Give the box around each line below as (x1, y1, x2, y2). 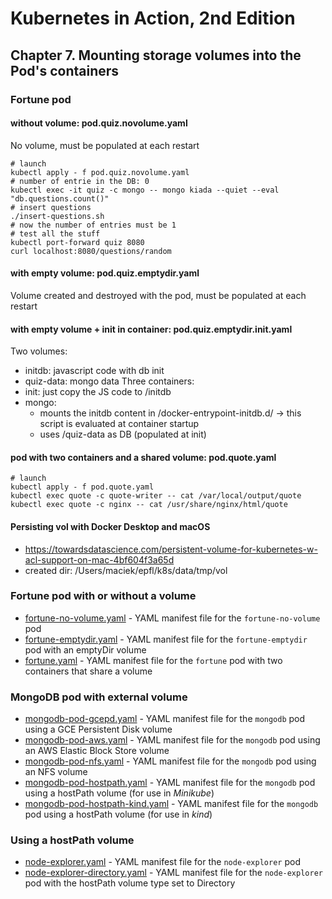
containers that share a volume (24, 665, 153, 677)
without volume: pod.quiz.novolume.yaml (10, 117, 188, 129)
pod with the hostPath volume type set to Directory (24, 877, 236, 889)
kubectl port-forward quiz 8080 (10, 237, 145, 247)
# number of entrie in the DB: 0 (10, 176, 150, 186)
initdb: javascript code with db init (24, 365, 165, 377)
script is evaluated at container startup (39, 418, 200, 430)
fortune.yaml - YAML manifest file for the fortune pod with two (24, 654, 283, 666)
